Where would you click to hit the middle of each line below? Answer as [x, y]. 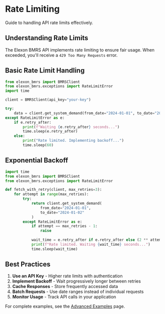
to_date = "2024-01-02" [62, 212]
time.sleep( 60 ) [38, 145]
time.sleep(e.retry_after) [50, 131]
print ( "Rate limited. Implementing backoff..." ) [73, 141]
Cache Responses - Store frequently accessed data [65, 287]
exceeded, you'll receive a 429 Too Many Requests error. [61, 55]
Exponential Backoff [37, 160]
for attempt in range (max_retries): [52, 194]
